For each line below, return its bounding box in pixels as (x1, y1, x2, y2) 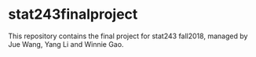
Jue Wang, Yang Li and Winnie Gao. (8, 39, 124, 48)
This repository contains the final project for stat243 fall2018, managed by (8, 31, 248, 41)
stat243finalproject (8, 5, 138, 23)
